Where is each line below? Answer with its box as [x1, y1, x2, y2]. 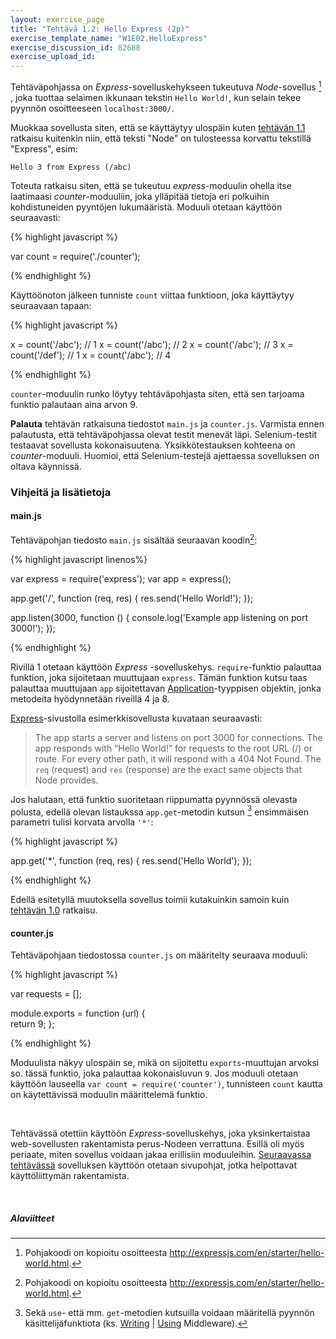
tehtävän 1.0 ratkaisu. [10, 904, 98, 916]
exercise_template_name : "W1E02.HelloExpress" [10, 33, 208, 43]
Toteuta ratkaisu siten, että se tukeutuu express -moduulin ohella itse [10, 179, 292, 191]
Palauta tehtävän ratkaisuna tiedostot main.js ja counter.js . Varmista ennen [10, 417, 325, 430]
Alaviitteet [10, 1212, 55, 1225]
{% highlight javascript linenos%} [10, 553, 148, 565]
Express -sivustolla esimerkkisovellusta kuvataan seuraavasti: [10, 712, 263, 724]
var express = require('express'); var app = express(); [10, 572, 232, 585]
